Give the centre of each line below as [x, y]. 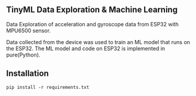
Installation [27, 74]
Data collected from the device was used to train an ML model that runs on [98, 42]
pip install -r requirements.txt [48, 87]
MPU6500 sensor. [28, 30]
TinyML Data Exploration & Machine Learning [92, 10]
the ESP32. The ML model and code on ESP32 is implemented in [86, 48]
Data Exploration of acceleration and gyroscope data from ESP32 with [93, 24]
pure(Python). [23, 55]
